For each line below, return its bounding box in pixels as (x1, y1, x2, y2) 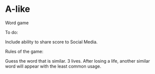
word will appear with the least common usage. (5, 63, 101, 69)
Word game (5, 20, 29, 26)
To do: (5, 29, 18, 35)
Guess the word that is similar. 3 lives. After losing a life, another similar (5, 58, 150, 64)
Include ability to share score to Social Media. (5, 38, 98, 45)
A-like (5, 3, 31, 15)
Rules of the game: (5, 48, 43, 54)
